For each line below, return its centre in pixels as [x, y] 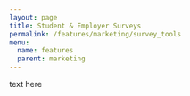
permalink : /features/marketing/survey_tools [95, 34]
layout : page [33, 17]
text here [26, 84]
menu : [19, 42]
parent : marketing [52, 59]
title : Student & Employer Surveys [75, 26]
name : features [45, 51]
